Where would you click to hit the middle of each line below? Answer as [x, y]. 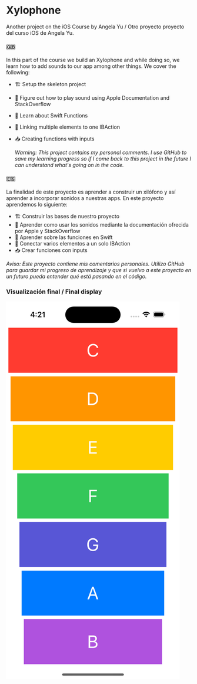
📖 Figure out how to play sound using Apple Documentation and [92, 98]
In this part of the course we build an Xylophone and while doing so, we [93, 60]
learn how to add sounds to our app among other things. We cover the [91, 66]
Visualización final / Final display [54, 292]
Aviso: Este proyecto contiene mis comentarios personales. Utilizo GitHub [95, 264]
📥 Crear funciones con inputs [51, 250]
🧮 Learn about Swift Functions [51, 116]
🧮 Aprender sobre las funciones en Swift [64, 237]
